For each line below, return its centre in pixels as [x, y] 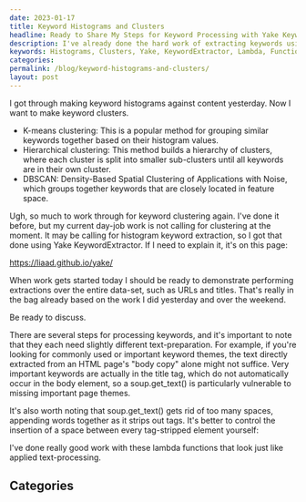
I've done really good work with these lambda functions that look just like [147, 447]
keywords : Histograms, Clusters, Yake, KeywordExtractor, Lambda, [138, 52]
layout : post [34, 77]
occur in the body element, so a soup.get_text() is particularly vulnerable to [150, 383]
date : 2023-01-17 [42, 18]
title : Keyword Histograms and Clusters [87, 26]
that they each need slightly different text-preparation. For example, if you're [153, 344]
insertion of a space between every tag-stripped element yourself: [134, 430]
